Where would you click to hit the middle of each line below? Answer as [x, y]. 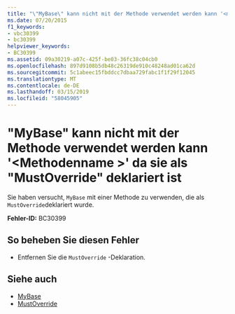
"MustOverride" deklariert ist [94, 178]
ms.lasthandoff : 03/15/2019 [48, 92]
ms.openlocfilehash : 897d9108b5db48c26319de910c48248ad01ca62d [101, 66]
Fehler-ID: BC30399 [37, 218]
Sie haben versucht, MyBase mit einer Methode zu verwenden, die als [106, 197]
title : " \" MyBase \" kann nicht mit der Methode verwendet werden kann [112, 14]
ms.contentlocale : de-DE [43, 86]
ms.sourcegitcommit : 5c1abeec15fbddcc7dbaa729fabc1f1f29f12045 [101, 72]
